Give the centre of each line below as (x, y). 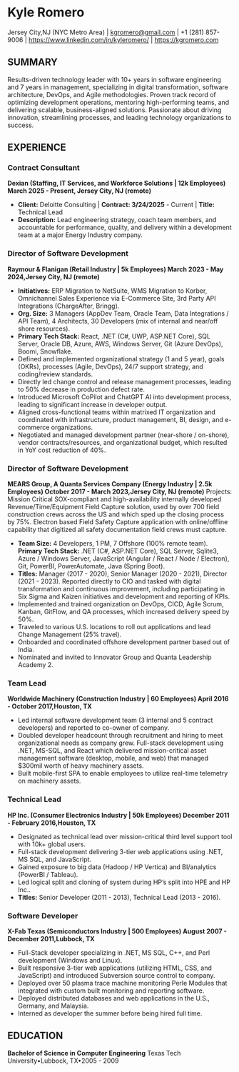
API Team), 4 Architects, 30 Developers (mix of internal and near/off (118, 321)
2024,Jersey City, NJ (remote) (54, 276)
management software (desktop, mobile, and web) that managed (113, 758)
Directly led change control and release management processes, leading (124, 381)
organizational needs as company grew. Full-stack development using (120, 743)
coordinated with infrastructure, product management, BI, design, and (120, 419)
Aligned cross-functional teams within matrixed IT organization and (117, 412)
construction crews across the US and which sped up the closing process (116, 514)
